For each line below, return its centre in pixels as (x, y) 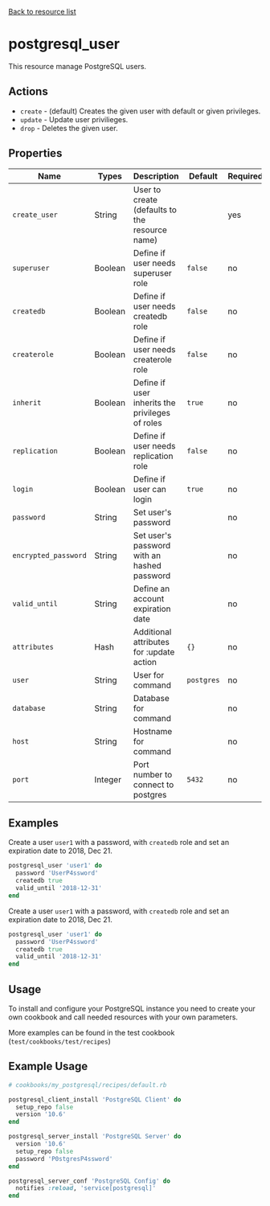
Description (156, 176)
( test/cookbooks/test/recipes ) (59, 1041)
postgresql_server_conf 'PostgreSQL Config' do (90, 1181)
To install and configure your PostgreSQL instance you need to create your (132, 1008)
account (149, 598)
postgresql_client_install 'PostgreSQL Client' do (95, 1099)
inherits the (154, 403)
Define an (151, 589)
